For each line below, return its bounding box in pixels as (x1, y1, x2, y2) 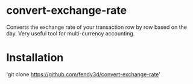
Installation (6, 51, 64, 65)
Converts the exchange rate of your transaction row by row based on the (6, 23, 187, 31)
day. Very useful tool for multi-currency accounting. (6, 29, 135, 37)
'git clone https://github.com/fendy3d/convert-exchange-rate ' (6, 70, 161, 78)
